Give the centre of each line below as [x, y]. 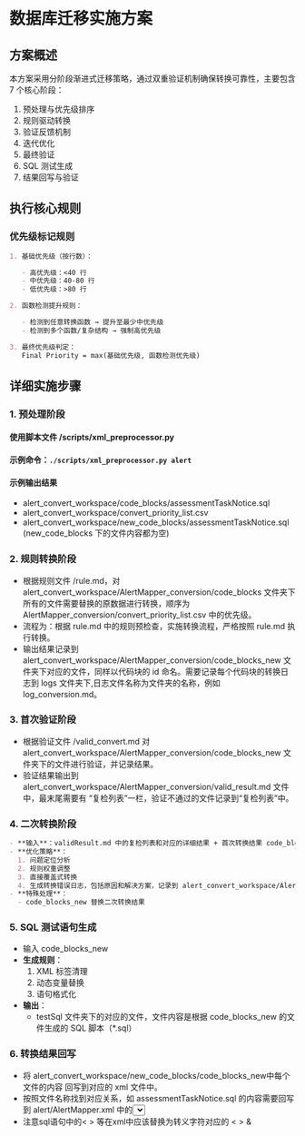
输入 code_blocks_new [65, 949]
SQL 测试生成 [48, 166]
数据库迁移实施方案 [81, 19]
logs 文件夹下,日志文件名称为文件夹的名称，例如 [130, 683]
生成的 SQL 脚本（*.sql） [90, 1028]
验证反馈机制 [46, 132]
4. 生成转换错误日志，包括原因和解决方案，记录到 [98, 885]
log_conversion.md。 [62, 694]
